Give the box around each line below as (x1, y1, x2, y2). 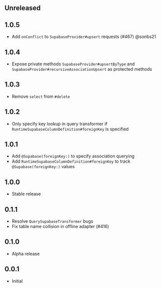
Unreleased (4, 4, 41, 12)
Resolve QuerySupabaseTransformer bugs (11, 218, 94, 224)
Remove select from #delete (11, 93, 70, 99)
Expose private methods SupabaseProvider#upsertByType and (11, 61, 135, 67)
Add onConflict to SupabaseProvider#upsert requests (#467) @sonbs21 (11, 34, 157, 40)
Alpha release (11, 251, 40, 257)
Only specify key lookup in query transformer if (11, 120, 107, 127)
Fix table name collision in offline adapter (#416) (11, 224, 109, 230)
